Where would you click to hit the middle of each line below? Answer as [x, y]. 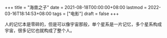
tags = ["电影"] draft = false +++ [86, 13]
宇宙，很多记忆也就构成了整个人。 [40, 30]
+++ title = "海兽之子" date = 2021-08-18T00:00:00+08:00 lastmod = [76, 7]
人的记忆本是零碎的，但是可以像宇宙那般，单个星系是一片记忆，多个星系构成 [83, 24]
